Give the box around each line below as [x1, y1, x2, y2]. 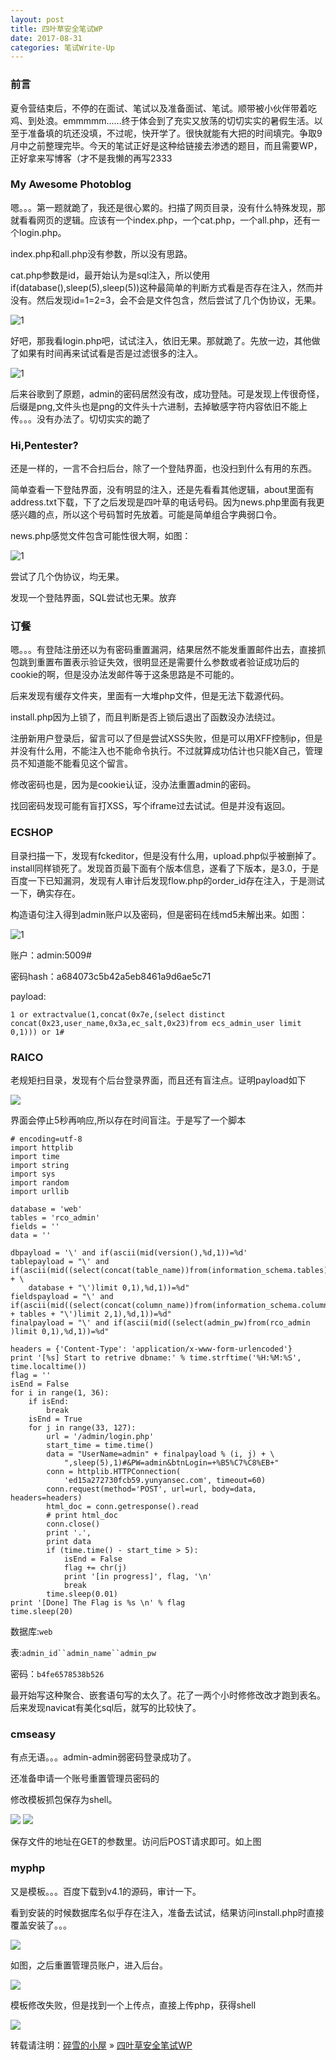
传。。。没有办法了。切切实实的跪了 [10, 412, 151, 425]
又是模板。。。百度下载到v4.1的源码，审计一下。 [10, 1885, 202, 1897]
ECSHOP [10, 826, 54, 840]
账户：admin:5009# [10, 949, 92, 961]
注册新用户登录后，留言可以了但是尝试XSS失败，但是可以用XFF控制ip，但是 [10, 732, 323, 745]
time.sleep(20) [10, 1607, 74, 1617]
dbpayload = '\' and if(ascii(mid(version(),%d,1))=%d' [10, 1248, 248, 1258]
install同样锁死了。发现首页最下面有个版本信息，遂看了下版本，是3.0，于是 [10, 862, 320, 874]
